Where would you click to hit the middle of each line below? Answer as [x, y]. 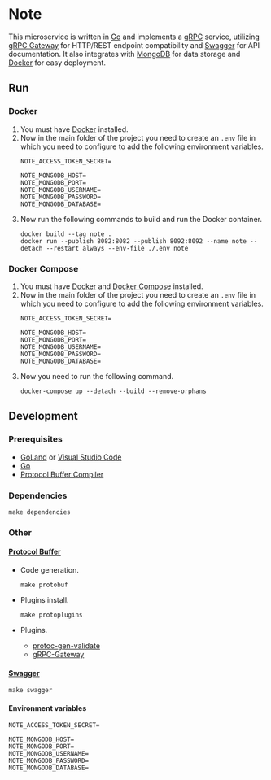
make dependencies [39, 512]
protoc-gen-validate [66, 646]
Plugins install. [44, 600]
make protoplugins [51, 615]
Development [44, 416]
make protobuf [44, 585]
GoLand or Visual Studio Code [71, 457]
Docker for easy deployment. [57, 63]
